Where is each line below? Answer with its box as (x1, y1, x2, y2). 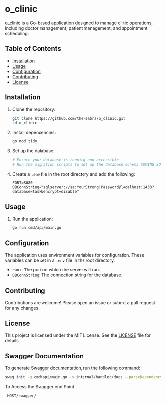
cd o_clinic (12, 120, 37, 126)
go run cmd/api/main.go (12, 225, 62, 230)
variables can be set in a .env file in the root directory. (5, 257, 115, 263)
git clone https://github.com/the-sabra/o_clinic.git (12, 116, 125, 121)
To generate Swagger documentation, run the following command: (5, 365, 141, 371)
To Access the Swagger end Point (5, 383, 75, 389)
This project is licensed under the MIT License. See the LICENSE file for (5, 332, 151, 338)
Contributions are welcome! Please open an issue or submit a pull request (5, 300, 156, 306)
